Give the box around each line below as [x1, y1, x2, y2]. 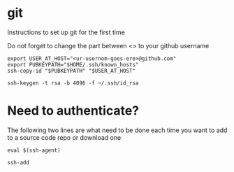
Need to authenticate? [7, 103, 140, 119]
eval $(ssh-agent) [7, 147, 61, 154]
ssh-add [7, 159, 30, 166]
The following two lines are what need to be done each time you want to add [7, 126, 228, 134]
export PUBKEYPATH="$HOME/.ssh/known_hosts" [7, 61, 139, 68]
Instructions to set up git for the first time [7, 28, 126, 36]
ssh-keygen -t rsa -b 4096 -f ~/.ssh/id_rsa [7, 79, 139, 87]
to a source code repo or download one [7, 133, 122, 141]
